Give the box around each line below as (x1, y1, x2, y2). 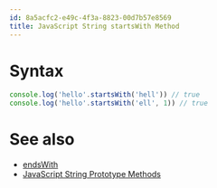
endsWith (22, 159, 59, 170)
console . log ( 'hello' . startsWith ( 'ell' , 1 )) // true (9, 99, 208, 108)
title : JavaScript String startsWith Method (9, 22, 180, 31)
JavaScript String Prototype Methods (22, 169, 161, 180)
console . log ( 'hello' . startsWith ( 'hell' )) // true (9, 90, 201, 99)
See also (9, 129, 75, 150)
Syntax (9, 61, 64, 81)
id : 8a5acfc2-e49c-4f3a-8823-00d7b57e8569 (9, 13, 172, 23)
